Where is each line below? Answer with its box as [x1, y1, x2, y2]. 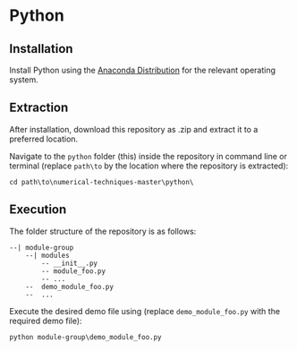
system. [9, 74, 38, 85]
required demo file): [9, 315, 82, 326]
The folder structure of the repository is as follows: [9, 226, 197, 236]
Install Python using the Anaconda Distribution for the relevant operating [9, 64, 276, 75]
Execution [9, 202, 67, 218]
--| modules [25, 251, 70, 260]
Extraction [9, 100, 69, 116]
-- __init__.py [41, 259, 98, 268]
